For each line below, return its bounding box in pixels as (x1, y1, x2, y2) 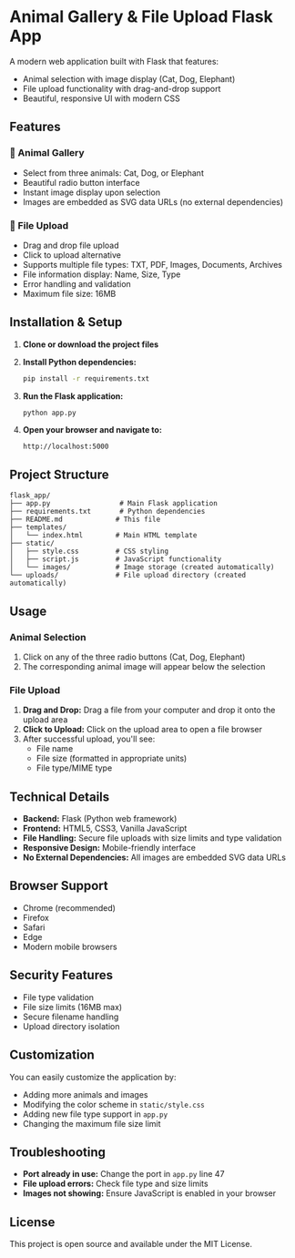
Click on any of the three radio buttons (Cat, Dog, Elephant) (22, 651, 246, 662)
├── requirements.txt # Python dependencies (9, 507, 206, 516)
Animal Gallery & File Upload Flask (9, 6, 273, 27)
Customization (9, 1048, 96, 1063)
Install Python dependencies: (22, 356, 137, 367)
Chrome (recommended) (22, 902, 117, 913)
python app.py (22, 408, 76, 417)
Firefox (22, 912, 50, 923)
